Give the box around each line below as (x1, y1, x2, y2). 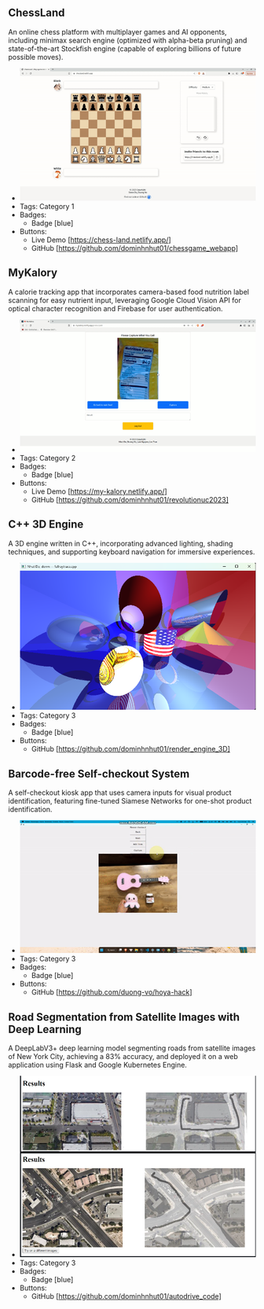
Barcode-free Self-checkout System (8, 767, 190, 781)
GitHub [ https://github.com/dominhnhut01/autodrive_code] (31, 1291, 222, 1300)
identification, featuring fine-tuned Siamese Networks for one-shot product (8, 796, 252, 806)
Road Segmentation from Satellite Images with (8, 1010, 240, 1024)
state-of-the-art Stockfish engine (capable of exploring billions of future (8, 43, 242, 53)
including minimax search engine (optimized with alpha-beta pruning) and (8, 35, 247, 45)
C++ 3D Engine (8, 518, 84, 531)
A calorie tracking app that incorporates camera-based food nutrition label (8, 287, 250, 296)
